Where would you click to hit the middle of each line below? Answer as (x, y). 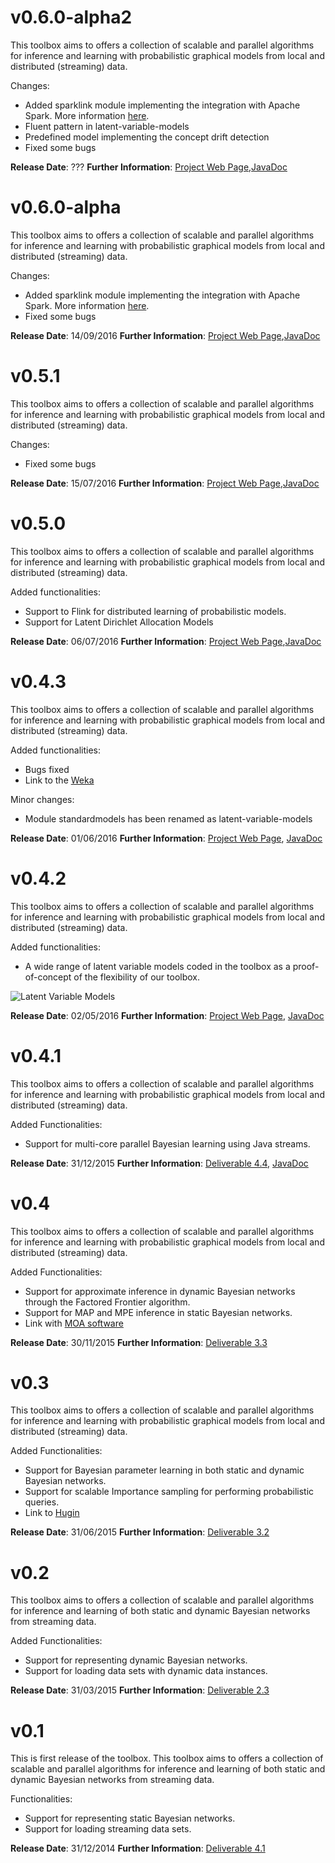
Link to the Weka (59, 780)
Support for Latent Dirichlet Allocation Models (119, 622)
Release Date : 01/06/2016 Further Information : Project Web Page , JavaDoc (166, 838)
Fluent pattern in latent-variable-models (107, 126)
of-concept (48, 977)
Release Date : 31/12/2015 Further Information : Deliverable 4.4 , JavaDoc (159, 1163)
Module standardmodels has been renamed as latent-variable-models (168, 818)
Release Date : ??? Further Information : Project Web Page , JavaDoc (149, 167)
